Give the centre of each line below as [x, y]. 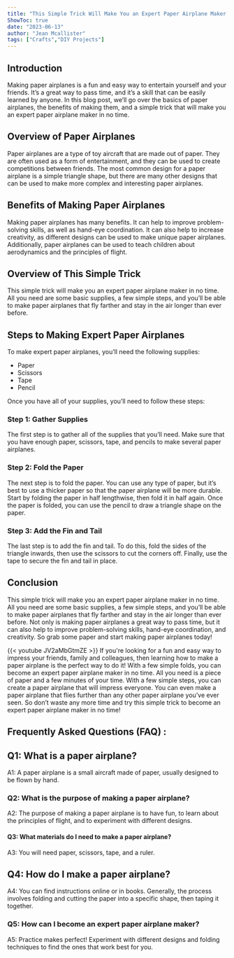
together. [20, 906]
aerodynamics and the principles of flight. [67, 252]
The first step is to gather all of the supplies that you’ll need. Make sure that [116, 435]
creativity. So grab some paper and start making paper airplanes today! [110, 637]
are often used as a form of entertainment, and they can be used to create [114, 161]
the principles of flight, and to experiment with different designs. [100, 821]
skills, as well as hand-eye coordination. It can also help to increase [127, 230]
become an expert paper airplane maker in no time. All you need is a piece [114, 672]
